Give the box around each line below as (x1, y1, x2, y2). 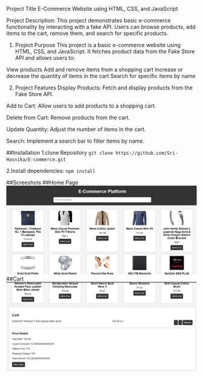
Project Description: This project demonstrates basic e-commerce (6, 17, 171, 24)
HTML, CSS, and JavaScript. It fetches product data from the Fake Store (14, 48, 195, 55)
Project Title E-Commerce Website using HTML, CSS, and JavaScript (6, 5, 178, 12)
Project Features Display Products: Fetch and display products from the (14, 84, 193, 91)
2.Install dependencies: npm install (6, 167, 95, 174)
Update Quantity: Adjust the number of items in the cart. (6, 126, 146, 132)
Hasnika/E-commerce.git (6, 157, 66, 163)
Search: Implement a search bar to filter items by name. (6, 137, 145, 144)
